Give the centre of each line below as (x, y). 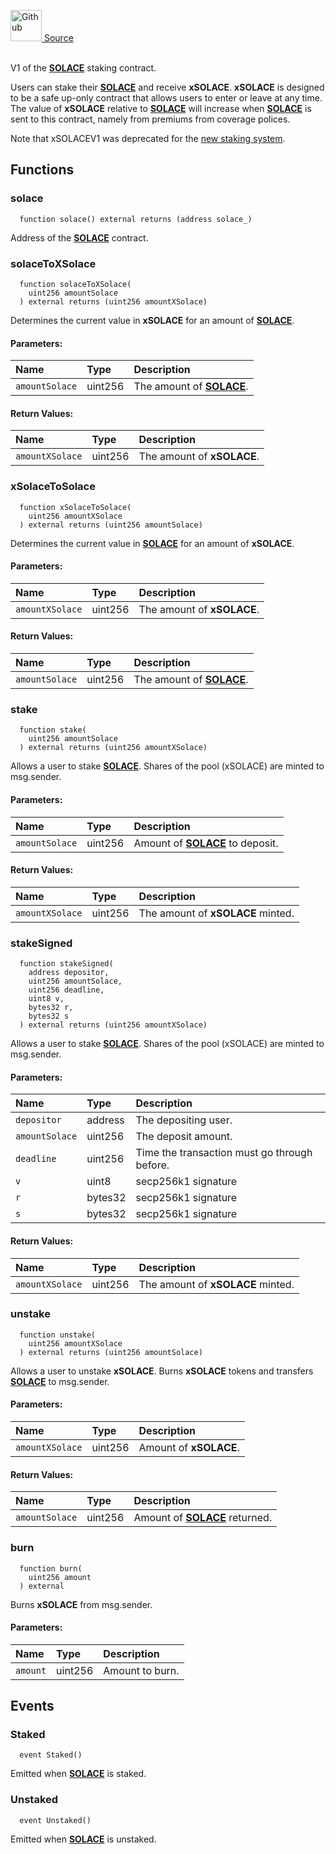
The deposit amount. (184, 1137)
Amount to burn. (141, 1670)
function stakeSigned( (66, 964)
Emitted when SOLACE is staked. (78, 1774)
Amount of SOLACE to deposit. (206, 843)
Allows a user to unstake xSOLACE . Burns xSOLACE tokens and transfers (162, 1371)
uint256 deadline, (66, 990)
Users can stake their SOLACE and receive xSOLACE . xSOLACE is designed (167, 87)
